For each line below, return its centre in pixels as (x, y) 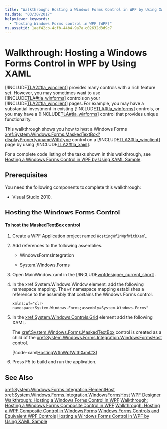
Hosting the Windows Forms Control (63, 212)
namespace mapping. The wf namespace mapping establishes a (78, 289)
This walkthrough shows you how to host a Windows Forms (66, 129)
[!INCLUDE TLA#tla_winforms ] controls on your (53, 98)
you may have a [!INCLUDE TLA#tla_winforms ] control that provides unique (82, 114)
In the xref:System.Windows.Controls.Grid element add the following (82, 317)
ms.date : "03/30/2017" (29, 14)
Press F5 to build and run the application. (54, 362)
